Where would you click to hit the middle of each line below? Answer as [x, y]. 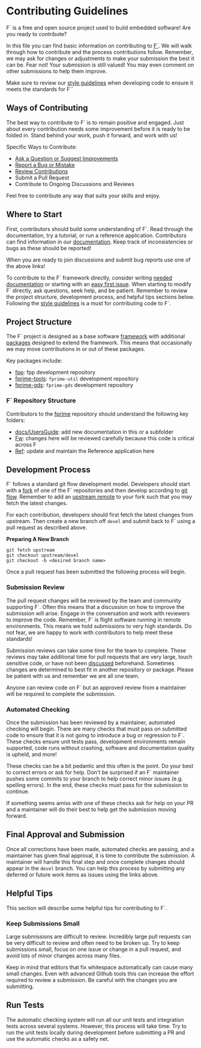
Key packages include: [34, 361]
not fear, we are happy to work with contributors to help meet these [89, 632]
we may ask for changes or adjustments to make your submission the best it [100, 58]
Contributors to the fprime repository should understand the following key [97, 414]
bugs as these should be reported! [49, 248]
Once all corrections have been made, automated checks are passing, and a [100, 849]
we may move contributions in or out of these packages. [76, 349]
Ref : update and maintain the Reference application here [85, 451]
